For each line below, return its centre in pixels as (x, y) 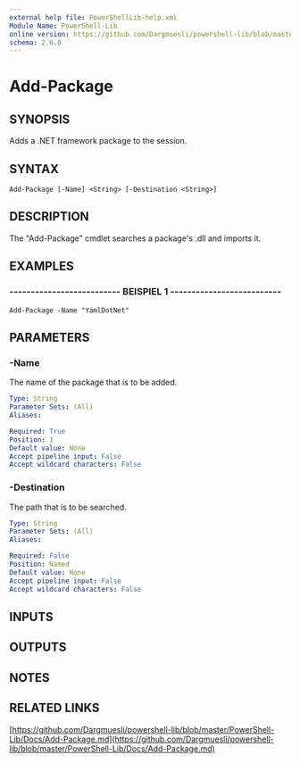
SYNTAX (34, 169)
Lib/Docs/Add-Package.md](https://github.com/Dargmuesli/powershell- (142, 739)
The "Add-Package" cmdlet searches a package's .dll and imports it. (135, 238)
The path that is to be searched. (68, 507)
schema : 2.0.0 (36, 42)
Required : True (37, 431)
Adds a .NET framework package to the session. (98, 141)
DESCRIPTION (49, 216)
